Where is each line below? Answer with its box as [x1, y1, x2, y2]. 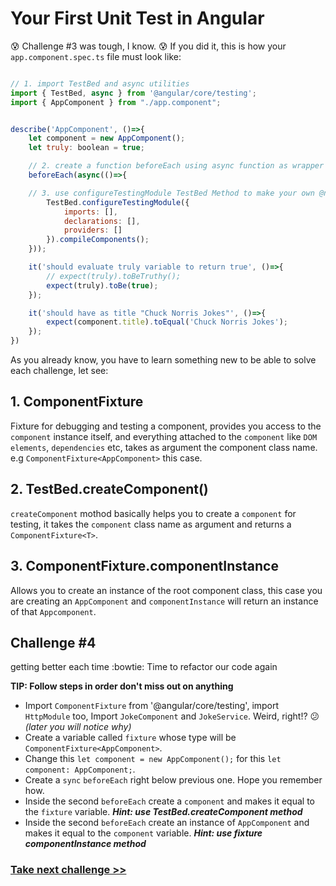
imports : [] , [63, 207, 118, 217]
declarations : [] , [63, 216, 141, 226]
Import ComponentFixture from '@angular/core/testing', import [24, 700, 280, 712]
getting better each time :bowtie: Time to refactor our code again [10, 661, 278, 673]
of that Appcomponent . [10, 605, 97, 617]
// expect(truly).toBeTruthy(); [46, 271, 182, 281]
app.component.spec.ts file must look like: [10, 50, 182, 62]
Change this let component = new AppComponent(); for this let [24, 753, 282, 765]
